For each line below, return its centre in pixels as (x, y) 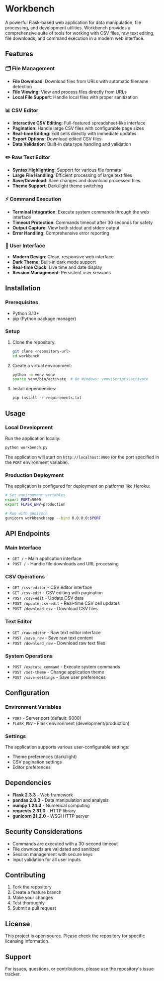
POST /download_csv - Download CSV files (55, 609)
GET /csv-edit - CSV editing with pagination (57, 593)
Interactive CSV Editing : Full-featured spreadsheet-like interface (79, 123)
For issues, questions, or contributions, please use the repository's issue (80, 969)
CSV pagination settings (37, 762)
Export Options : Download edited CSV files (57, 139)
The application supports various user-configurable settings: (67, 747)
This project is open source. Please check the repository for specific (75, 936)
